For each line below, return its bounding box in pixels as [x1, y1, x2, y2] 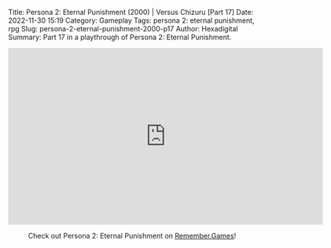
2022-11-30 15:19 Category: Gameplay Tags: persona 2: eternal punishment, [8, 16, 255, 25]
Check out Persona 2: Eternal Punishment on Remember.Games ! [28, 232, 237, 240]
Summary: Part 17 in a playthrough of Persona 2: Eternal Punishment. [8, 32, 232, 42]
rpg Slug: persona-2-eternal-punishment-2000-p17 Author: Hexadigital [8, 24, 238, 33]
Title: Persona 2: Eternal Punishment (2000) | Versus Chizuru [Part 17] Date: [8, 8, 254, 16]
